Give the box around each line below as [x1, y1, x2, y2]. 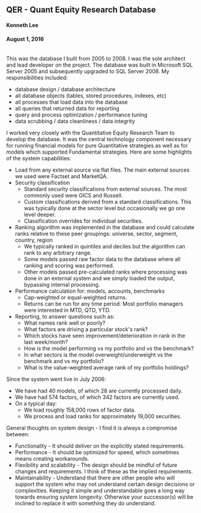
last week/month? [23, 338, 68, 346]
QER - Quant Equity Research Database [6, 5, 156, 15]
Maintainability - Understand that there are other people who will [14, 474, 175, 482]
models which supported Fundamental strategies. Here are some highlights [6, 148, 192, 155]
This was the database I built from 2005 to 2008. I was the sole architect [6, 55, 186, 62]
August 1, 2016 [6, 35, 44, 43]
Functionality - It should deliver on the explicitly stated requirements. [14, 442, 185, 449]
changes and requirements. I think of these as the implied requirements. [14, 468, 193, 475]
